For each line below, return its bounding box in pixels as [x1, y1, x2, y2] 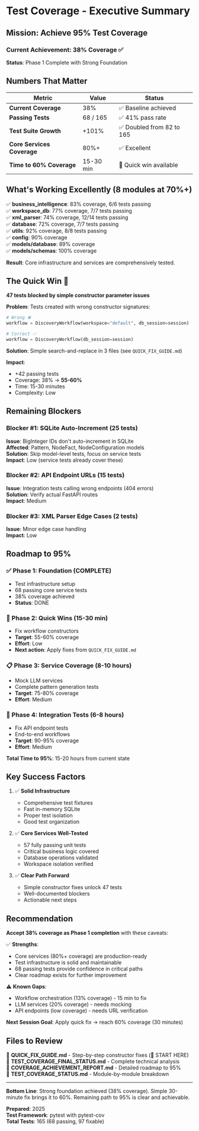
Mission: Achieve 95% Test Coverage [6, 28, 148, 38]
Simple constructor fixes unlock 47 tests [23, 884, 123, 891]
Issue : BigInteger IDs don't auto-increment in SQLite [6, 437, 134, 445]
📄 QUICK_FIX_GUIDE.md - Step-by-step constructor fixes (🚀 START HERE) [6, 1052, 189, 1059]
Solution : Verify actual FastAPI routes [6, 491, 98, 498]
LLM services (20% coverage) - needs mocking [14, 1001, 132, 1008]
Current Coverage [9, 104, 61, 112]
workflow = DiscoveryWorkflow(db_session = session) [6, 336, 134, 342]
